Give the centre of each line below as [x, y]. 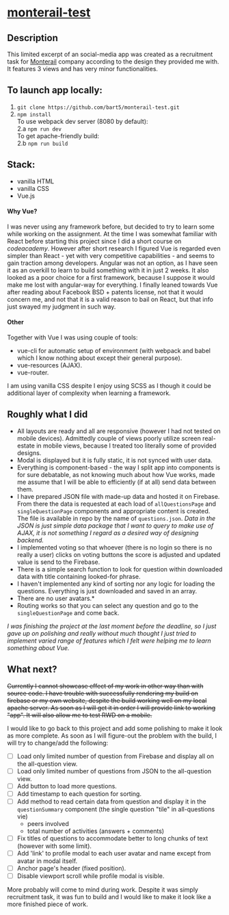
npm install [34, 114]
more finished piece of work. [48, 904]
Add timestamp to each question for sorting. [79, 794]
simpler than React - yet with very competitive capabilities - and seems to [111, 255]
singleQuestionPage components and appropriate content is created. [113, 511]
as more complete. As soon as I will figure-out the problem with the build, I [112, 735]
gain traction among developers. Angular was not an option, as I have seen [112, 263]
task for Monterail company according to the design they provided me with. [113, 62]
